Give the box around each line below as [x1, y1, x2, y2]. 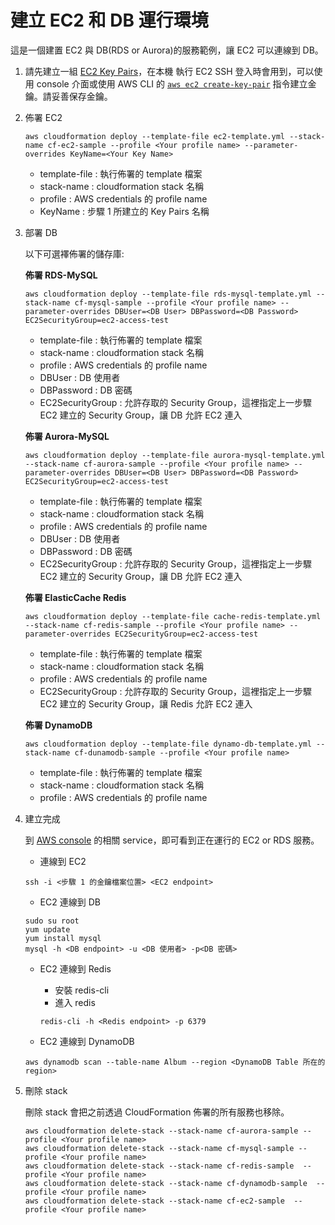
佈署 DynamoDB [24, 719, 93, 731]
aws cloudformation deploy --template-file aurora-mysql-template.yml [24, 450, 326, 460]
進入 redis [54, 996, 96, 1008]
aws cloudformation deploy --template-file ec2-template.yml [24, 131, 286, 141]
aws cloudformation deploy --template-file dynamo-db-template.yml [24, 739, 312, 749]
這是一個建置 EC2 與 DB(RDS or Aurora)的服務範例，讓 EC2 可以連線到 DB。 [10, 44, 324, 56]
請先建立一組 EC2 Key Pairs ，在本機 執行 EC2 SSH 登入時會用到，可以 [24, 65, 315, 77]
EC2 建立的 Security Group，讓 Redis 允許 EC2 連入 [39, 697, 253, 710]
